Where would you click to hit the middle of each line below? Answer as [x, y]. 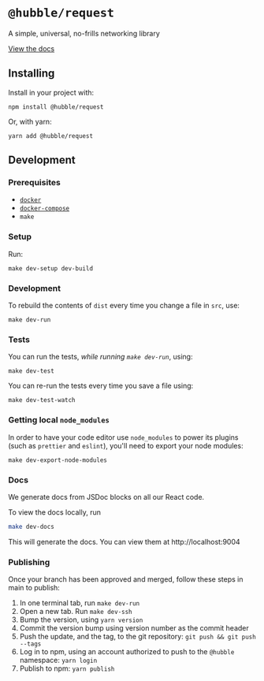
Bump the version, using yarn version [81, 620]
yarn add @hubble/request [50, 136]
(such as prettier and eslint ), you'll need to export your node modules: [126, 445]
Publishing [29, 562]
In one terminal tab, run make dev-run [80, 603]
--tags [30, 644]
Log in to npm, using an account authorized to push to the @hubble [127, 652]
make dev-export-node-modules [58, 460]
